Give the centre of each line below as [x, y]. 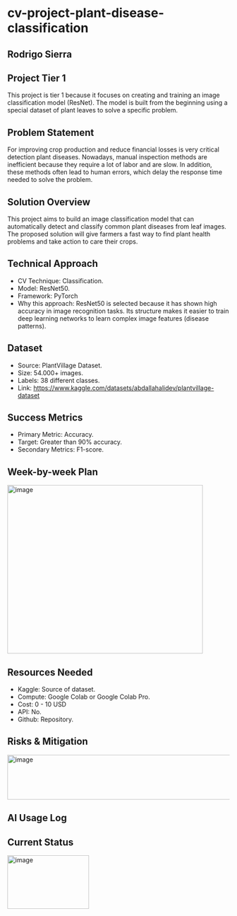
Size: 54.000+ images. [50, 372]
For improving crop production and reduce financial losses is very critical [114, 149]
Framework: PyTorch [48, 296]
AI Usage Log [37, 818]
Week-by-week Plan [53, 472]
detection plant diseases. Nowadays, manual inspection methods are [108, 157]
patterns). [32, 326]
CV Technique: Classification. [60, 280]
